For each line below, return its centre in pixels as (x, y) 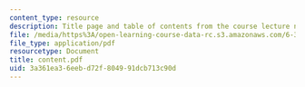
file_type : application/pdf (63, 43)
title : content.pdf (46, 60)
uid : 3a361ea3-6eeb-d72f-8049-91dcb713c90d (93, 69)
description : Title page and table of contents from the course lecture (150, 26)
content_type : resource (54, 18)
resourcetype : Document (54, 52)
